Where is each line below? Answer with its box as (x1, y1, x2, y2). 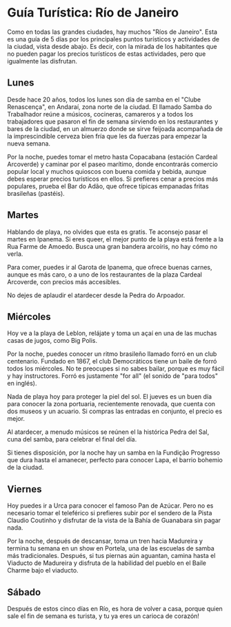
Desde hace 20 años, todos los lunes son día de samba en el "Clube (7, 95, 201, 103)
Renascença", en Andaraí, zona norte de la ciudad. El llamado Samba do (7, 102, 212, 111)
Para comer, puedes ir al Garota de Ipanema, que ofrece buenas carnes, (7, 263, 212, 271)
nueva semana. (7, 139, 50, 148)
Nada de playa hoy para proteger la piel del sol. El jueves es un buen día (7, 392, 212, 401)
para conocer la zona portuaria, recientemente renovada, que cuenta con (7, 400, 216, 408)
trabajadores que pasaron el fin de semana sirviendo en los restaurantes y (7, 117, 219, 126)
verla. (7, 250, 23, 258)
